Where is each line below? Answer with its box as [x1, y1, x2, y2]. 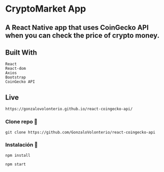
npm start [5, 161, 26, 167]
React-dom [5, 66, 26, 71]
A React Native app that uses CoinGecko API [5, 23, 149, 32]
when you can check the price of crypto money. [5, 31, 160, 39]
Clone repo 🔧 [5, 118, 38, 125]
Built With [5, 48, 37, 57]
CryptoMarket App [5, 3, 86, 15]
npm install [5, 153, 30, 158]
